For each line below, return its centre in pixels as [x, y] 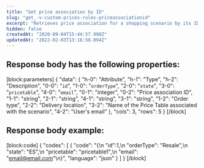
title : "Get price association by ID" [55, 12]
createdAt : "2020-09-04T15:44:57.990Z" [57, 35]
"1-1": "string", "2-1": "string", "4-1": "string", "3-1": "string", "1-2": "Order [97, 98]
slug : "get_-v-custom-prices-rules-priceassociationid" [78, 18]
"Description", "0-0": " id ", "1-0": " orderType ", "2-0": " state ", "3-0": [90, 86]
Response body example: [55, 131]
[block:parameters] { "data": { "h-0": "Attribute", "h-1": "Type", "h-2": [92, 79]
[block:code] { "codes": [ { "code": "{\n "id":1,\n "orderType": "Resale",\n [97, 145]
